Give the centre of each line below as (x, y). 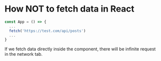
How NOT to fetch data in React (69, 9)
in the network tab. (23, 54)
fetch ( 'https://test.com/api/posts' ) (47, 31)
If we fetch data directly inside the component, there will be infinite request (80, 49)
